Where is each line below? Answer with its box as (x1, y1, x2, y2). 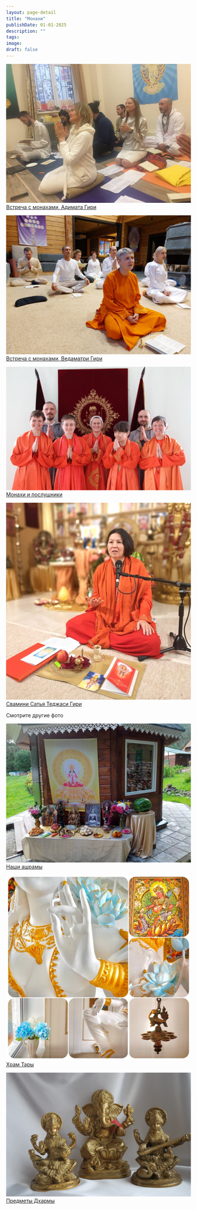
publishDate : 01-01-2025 (6, 22, 67, 28)
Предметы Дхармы (6, 1197, 55, 1204)
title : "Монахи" (6, 15, 46, 22)
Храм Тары (6, 1061, 34, 1068)
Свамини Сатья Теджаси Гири (6, 700, 82, 707)
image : (6, 41, 22, 46)
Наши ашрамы (6, 863, 43, 870)
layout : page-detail (6, 9, 57, 15)
